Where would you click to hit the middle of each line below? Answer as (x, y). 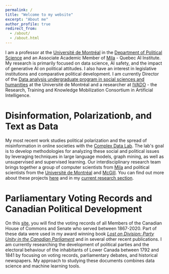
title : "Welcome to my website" (39, 15)
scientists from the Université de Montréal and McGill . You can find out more (85, 173)
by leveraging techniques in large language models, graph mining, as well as (84, 156)
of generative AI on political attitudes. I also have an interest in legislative (81, 68)
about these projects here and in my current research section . (70, 178)
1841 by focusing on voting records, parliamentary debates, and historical (81, 255)
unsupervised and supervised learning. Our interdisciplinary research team (83, 161)
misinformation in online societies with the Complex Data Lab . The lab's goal (84, 146)
